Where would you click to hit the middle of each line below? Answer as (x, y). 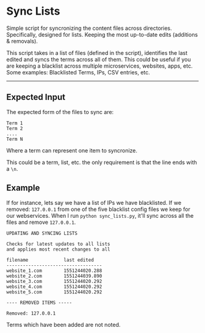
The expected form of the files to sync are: (60, 112)
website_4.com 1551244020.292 (54, 287)
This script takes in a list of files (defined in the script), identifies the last (97, 52)
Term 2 (15, 128)
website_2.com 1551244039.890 (54, 276)
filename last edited (50, 260)
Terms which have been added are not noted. (63, 324)
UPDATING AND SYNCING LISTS (42, 233)
